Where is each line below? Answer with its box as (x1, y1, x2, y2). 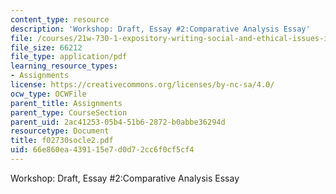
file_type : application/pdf (10, 52, 128, 62)
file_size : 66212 (10, 42, 83, 53)
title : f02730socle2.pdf (10, 136, 114, 146)
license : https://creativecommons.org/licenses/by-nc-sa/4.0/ (10, 80, 275, 90)
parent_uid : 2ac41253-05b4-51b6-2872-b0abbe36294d (10, 117, 226, 127)
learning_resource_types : (10, 61, 118, 71)
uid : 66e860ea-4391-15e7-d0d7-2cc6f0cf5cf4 (10, 145, 195, 155)
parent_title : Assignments (10, 98, 123, 108)
